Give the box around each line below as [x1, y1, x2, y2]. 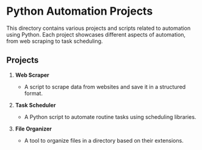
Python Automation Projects [6, 4, 153, 18]
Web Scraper [15, 71, 50, 79]
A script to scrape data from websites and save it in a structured [24, 83, 186, 90]
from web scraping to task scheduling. [6, 37, 103, 45]
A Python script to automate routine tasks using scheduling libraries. [24, 113, 197, 120]
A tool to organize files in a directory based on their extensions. [24, 137, 184, 144]
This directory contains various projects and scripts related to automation [6, 24, 191, 32]
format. [24, 90, 43, 97]
